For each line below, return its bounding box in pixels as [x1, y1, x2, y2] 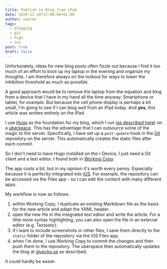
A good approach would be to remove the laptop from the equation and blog [5, 88, 162, 94]
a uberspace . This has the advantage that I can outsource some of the [5, 124, 150, 130]
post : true [5, 44, 28, 49]
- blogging [9, 26, 32, 31]
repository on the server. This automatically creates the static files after [5, 135, 152, 141]
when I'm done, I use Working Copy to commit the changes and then [12, 238, 154, 244]
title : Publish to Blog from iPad [5, 7, 77, 12]
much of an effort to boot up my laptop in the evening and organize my [5, 68, 151, 74]
